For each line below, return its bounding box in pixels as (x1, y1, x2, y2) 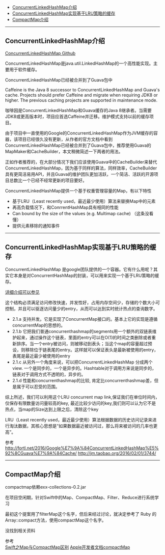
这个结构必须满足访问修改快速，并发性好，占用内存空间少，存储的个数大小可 (5, 299, 160, 305)
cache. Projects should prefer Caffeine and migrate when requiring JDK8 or (5, 92, 158, 98)
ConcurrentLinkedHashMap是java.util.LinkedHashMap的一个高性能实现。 (5, 60, 154, 66)
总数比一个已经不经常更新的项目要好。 (9, 177, 87, 183)
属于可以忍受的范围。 (16, 384, 60, 389)
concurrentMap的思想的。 (12, 322, 65, 328)
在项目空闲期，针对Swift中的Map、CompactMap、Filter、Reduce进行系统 (5, 495, 155, 500)
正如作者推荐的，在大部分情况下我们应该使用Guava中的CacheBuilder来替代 (5, 159, 157, 165)
